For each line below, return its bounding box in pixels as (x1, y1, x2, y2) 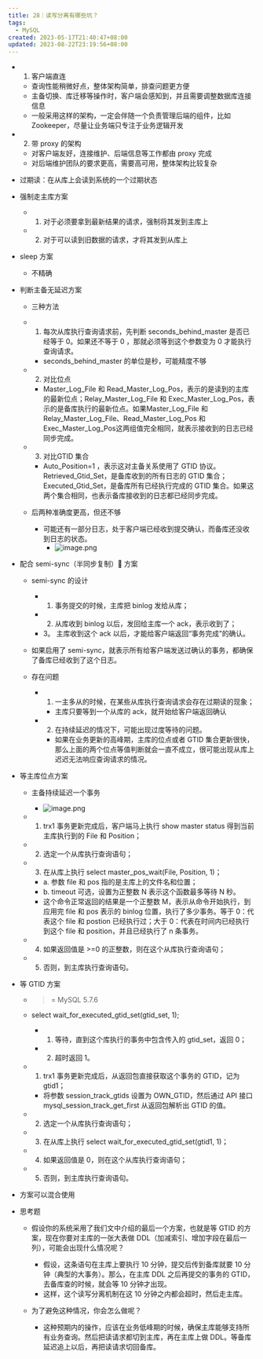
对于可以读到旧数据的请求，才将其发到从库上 (42, 235, 188, 244)
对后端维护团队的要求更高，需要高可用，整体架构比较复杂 (31, 159, 217, 168)
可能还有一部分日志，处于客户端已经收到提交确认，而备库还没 (42, 524, 243, 534)
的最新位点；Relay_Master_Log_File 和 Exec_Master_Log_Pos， (42, 394, 249, 404)
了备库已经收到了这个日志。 (31, 655, 122, 665)
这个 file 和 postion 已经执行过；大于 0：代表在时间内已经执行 (49, 917, 250, 926)
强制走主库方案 (19, 192, 68, 201)
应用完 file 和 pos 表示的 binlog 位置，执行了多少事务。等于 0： (42, 907, 247, 916)
